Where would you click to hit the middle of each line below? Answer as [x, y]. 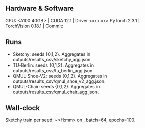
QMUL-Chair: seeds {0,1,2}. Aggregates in [56, 86]
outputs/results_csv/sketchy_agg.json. [52, 59]
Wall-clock [23, 108]
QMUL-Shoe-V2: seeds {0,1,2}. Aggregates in [60, 76]
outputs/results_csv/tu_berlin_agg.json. [53, 70]
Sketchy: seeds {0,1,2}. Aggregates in [52, 54]
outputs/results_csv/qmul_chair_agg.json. [56, 92]
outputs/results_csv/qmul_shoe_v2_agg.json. [59, 81]
